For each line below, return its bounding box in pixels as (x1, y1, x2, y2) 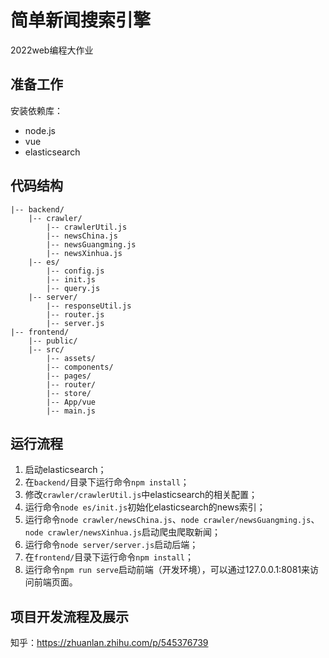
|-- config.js (46, 266, 105, 276)
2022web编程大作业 (10, 44, 94, 56)
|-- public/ (28, 336, 78, 346)
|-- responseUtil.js (46, 301, 132, 311)
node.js (24, 124, 57, 136)
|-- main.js (46, 406, 97, 416)
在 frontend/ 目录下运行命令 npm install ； (24, 551, 194, 563)
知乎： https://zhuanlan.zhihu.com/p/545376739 (10, 637, 209, 649)
